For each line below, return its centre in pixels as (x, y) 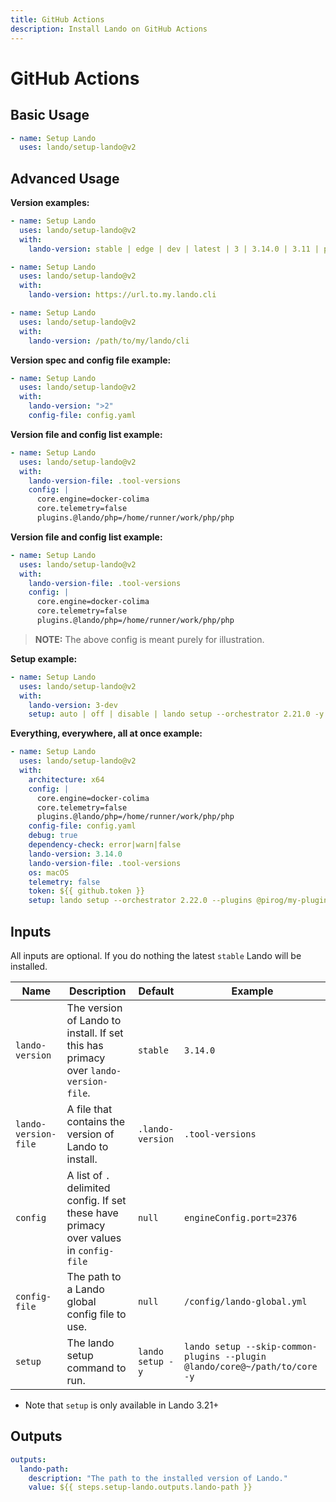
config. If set (96, 1200)
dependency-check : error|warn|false (105, 845)
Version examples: (50, 203)
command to (96, 1368)
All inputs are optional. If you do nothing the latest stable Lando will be (156, 955)
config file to (96, 1314)
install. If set (95, 1033)
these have (92, 1213)
